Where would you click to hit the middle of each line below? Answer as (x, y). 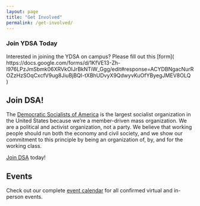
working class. (24, 146)
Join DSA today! (26, 157)
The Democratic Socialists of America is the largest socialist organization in (99, 115)
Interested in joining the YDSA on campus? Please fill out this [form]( (90, 56)
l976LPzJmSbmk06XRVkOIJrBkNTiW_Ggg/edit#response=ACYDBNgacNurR (100, 69)
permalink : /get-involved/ (40, 23)
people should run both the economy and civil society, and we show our (95, 134)
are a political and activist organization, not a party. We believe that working (99, 127)
